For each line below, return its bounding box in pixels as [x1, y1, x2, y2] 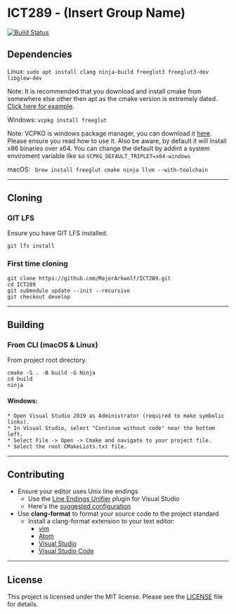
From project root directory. [7, 356, 87, 365]
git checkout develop [7, 293, 71, 300]
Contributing [7, 469, 65, 481]
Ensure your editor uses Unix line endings [17, 487, 138, 496]
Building [7, 319, 44, 331]
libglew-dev [7, 74, 42, 81]
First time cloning [7, 259, 68, 268]
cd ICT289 [7, 281, 37, 288]
